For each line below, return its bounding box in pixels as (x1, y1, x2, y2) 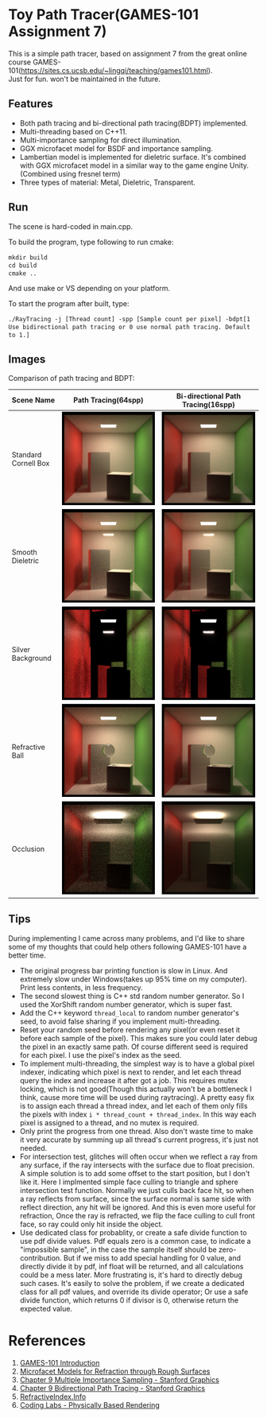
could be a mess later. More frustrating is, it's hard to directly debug (19, 1270, 242, 1280)
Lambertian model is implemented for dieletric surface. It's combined (19, 152, 246, 161)
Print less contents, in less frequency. (19, 982, 143, 992)
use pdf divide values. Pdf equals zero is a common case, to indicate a (19, 1236, 252, 1245)
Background (11, 654, 52, 663)
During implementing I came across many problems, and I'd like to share (8, 933, 245, 943)
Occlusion (11, 844, 45, 853)
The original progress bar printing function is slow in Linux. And (19, 965, 228, 975)
